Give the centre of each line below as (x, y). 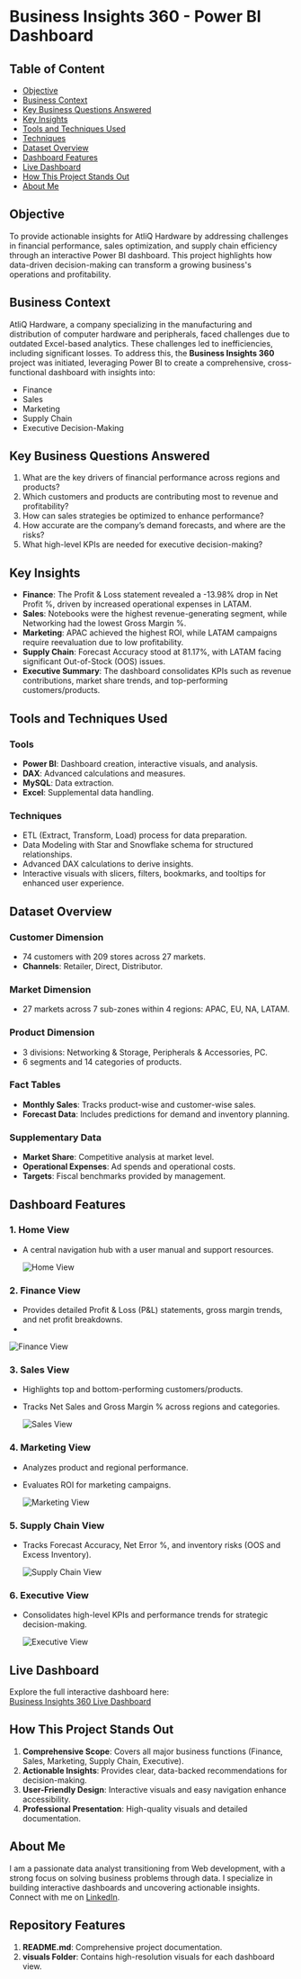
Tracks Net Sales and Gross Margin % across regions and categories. (151, 1407)
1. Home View (40, 1230)
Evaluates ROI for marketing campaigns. (97, 1484)
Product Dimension (52, 1032)
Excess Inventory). (57, 1554)
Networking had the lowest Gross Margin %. (104, 624)
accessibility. (46, 1799)
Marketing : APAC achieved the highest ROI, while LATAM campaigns (150, 633)
